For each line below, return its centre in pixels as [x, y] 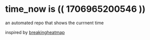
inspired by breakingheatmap [35, 32]
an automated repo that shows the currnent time [54, 23]
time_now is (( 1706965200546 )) [75, 9]
